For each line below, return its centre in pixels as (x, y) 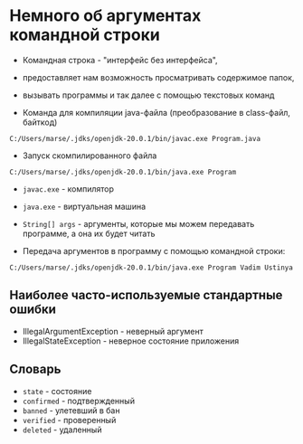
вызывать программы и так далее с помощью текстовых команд (148, 95)
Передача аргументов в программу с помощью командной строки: (154, 250)
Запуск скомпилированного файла (90, 156)
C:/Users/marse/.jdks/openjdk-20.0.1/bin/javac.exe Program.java (135, 138)
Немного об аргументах (105, 16)
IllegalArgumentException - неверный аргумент (113, 331)
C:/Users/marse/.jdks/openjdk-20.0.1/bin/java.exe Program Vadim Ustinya (151, 268)
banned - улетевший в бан (71, 410)
